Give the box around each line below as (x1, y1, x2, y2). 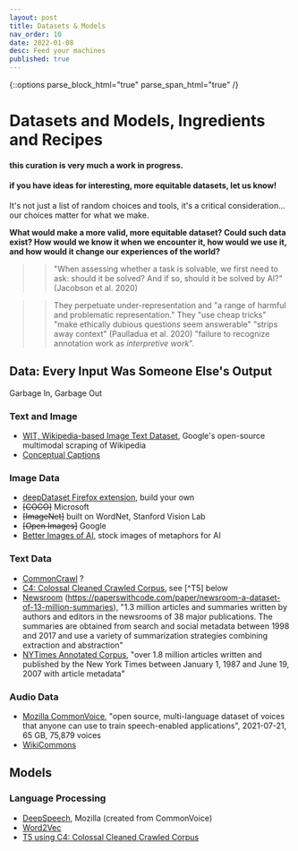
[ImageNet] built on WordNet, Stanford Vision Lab (21, 511, 206, 522)
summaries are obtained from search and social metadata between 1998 (21, 620, 290, 632)
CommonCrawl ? (21, 572, 84, 583)
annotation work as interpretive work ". (53, 338, 195, 348)
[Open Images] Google (21, 520, 106, 531)
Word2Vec (21, 821, 62, 833)
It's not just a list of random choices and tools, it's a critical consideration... (9, 200, 286, 211)
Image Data (9, 472, 60, 485)
